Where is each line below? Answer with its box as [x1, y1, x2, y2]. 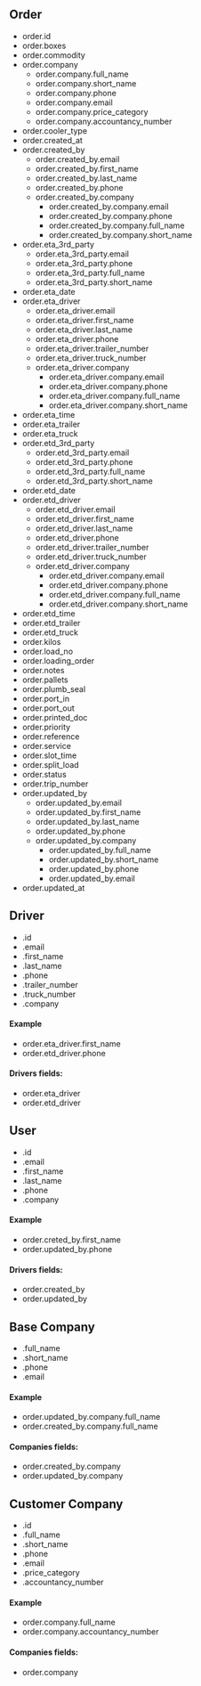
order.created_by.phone [35, 182, 124, 192]
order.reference [21, 730, 80, 742]
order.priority [21, 721, 71, 732]
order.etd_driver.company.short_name [48, 599, 189, 609]
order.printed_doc [21, 712, 88, 722]
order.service [21, 740, 71, 751]
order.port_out [21, 703, 76, 713]
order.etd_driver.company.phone [48, 579, 169, 591]
